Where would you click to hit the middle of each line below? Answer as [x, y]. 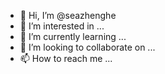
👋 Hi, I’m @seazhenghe [68, 15]
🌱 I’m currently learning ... [73, 36]
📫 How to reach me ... [66, 58]
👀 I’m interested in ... [62, 26]
